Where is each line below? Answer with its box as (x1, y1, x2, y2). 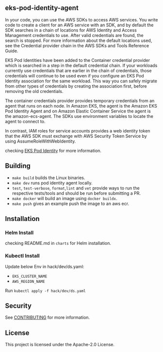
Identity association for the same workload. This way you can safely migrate (5, 78, 158, 84)
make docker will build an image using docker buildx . (12, 195, 117, 201)
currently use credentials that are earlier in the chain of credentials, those (5, 68, 152, 74)
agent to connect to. (5, 118, 46, 124)
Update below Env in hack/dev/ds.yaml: (5, 263, 84, 269)
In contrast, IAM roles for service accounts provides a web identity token (5, 128, 150, 133)
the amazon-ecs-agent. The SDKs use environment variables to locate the (5, 113, 154, 119)
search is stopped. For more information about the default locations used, (5, 37, 152, 43)
